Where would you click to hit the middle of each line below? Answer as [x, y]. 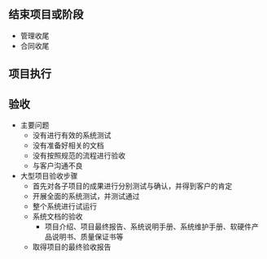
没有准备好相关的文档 [68, 145]
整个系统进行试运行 [65, 206]
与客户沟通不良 [57, 166]
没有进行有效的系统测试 [72, 136]
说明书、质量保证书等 [88, 237]
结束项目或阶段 [46, 15]
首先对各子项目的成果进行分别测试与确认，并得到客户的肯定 [132, 186]
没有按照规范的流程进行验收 [79, 156]
